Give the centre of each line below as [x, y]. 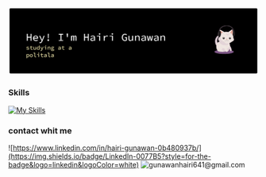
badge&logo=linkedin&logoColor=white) [74, 164]
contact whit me [40, 130]
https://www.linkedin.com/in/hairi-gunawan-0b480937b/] [108, 148]
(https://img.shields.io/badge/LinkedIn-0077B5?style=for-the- [110, 156]
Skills [19, 93]
